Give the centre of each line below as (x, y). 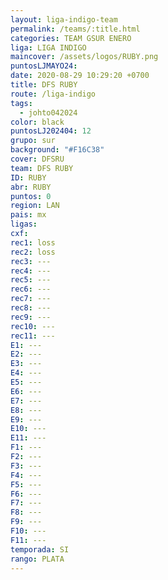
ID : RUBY (28, 177)
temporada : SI (40, 549)
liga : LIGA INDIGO (48, 47)
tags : (21, 103)
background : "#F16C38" (57, 150)
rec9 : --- (31, 317)
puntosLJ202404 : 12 (51, 131)
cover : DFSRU (37, 159)
